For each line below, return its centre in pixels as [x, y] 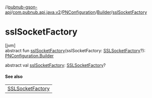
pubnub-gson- [23, 7]
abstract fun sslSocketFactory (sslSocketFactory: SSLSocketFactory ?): [75, 50]
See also [14, 76]
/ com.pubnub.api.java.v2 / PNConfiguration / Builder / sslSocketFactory [79, 12]
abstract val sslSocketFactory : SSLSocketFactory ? [55, 65]
